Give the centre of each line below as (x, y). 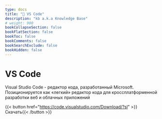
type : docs (16, 9)
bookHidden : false (24, 50)
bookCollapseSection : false (33, 28)
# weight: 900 (19, 23)
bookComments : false (26, 41)
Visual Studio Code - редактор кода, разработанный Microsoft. (70, 87)
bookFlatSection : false (29, 32)
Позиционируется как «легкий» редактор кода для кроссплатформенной (81, 92)
